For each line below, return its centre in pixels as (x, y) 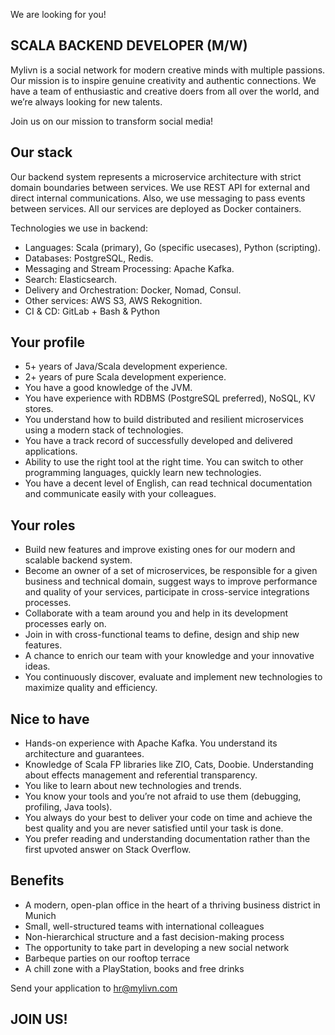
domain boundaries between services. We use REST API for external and (160, 187)
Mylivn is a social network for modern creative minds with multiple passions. (168, 70)
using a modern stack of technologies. (104, 430)
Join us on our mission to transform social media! (112, 121)
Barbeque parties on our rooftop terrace (107, 958)
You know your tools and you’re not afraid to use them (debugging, (163, 796)
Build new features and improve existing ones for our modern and (160, 550)
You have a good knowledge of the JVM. (108, 388)
